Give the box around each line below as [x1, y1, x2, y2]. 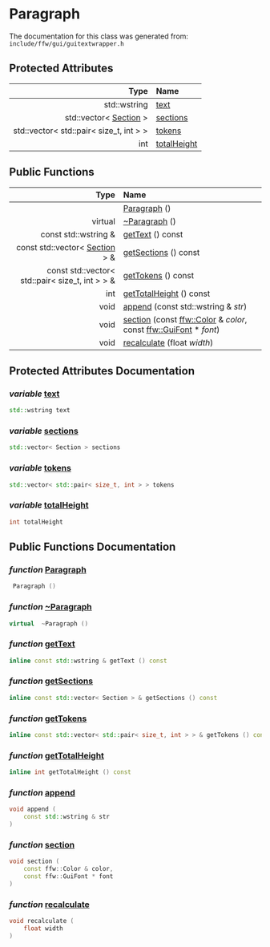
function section [9, 839, 75, 850]
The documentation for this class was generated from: [9, 31, 189, 41]
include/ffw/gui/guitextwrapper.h [9, 39, 125, 48]
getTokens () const [123, 269, 195, 281]
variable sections [9, 426, 79, 437]
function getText [9, 638, 75, 650]
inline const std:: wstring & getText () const [9, 657, 167, 665]
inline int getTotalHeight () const [9, 768, 131, 776]
